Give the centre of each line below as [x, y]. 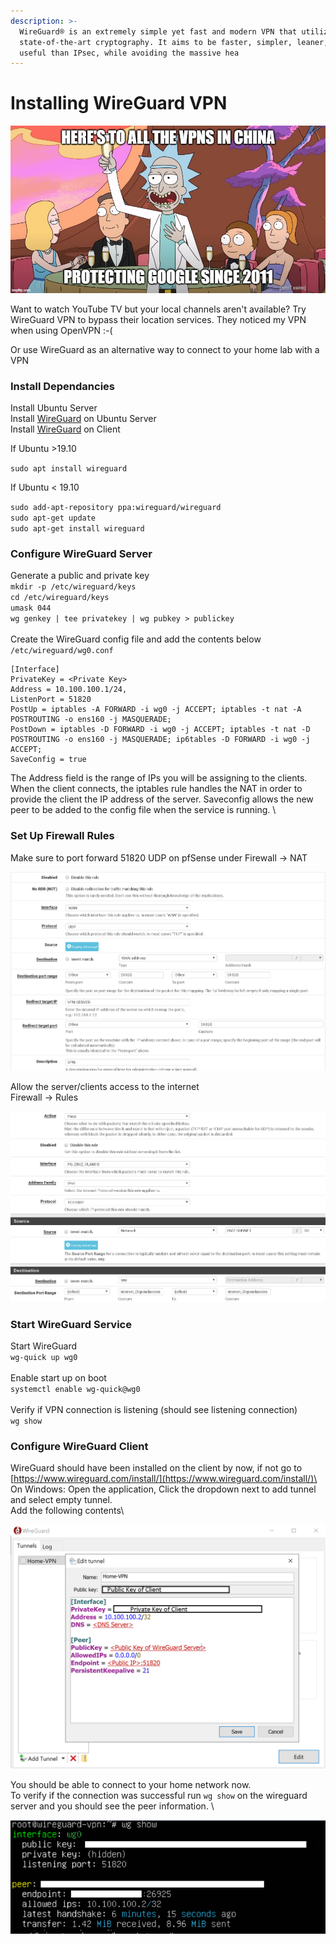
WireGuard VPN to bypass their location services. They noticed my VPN [158, 319]
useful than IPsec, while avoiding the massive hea [129, 53]
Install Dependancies [63, 386]
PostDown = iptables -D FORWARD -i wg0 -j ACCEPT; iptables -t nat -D [160, 730]
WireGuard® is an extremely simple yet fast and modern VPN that [158, 31]
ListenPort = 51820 [51, 700]
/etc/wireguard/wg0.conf [62, 651]
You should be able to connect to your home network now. [131, 1785]
